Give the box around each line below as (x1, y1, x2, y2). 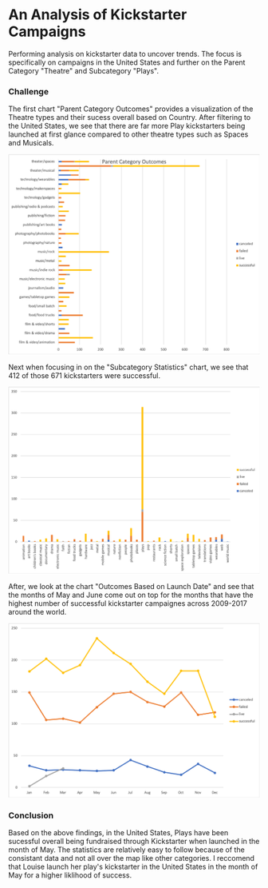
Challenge (8, 86, 49, 97)
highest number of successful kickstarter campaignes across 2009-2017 (8, 598, 247, 608)
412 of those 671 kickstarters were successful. (8, 371, 161, 380)
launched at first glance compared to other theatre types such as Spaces (8, 129, 249, 139)
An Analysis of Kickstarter (8, 6, 187, 24)
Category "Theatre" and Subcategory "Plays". (8, 66, 160, 75)
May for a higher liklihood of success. (8, 870, 132, 880)
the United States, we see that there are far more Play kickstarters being (8, 121, 246, 131)
